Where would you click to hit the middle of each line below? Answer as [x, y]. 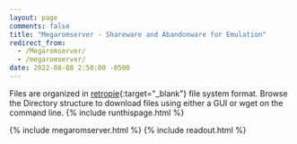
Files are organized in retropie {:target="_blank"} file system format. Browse [149, 93]
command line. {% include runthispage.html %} [97, 112]
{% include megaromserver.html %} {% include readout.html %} [128, 130]
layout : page [34, 18]
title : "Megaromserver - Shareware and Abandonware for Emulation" [138, 34]
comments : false [39, 26]
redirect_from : [38, 43]
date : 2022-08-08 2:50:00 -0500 [70, 68]
